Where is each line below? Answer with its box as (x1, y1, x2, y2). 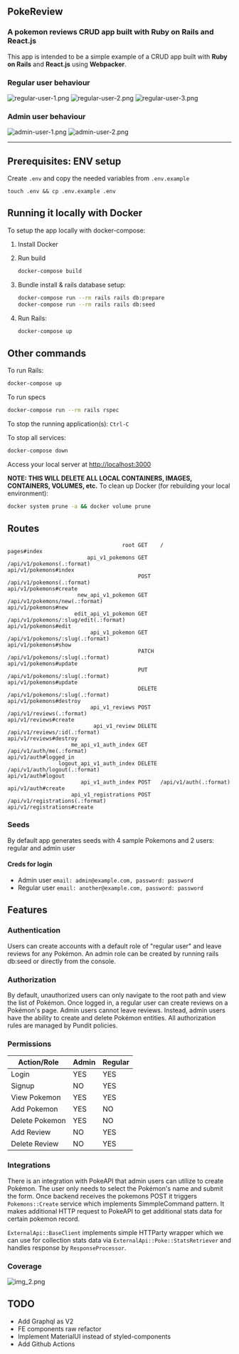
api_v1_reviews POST (90, 704, 152, 711)
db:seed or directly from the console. (7, 957, 116, 965)
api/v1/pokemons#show (7, 641, 72, 648)
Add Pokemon (11, 1104, 58, 1114)
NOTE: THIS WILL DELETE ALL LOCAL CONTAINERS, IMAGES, (7, 473, 193, 482)
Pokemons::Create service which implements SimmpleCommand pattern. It (7, 1199, 225, 1208)
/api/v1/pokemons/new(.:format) (7, 597, 103, 605)
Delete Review (11, 1139, 59, 1149)
